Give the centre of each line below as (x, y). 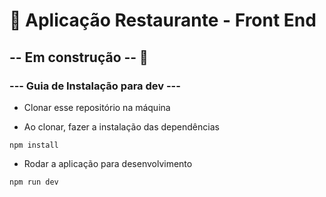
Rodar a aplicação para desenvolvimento (108, 163)
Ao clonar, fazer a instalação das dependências (121, 126)
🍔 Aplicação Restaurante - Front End (163, 20)
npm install (34, 145)
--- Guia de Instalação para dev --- (95, 86)
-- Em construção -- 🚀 (79, 57)
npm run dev (34, 182)
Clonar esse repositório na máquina (97, 107)
